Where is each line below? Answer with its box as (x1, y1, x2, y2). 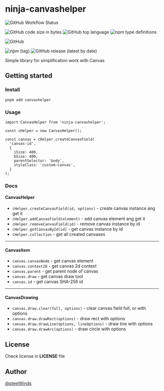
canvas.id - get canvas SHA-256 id (12, 279, 83, 284)
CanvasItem (5, 247, 30, 253)
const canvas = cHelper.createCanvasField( (5, 137, 95, 142)
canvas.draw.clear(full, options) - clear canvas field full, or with (12, 305, 146, 311)
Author (5, 368, 27, 376)
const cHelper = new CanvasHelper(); (5, 128, 82, 133)
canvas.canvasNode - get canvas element (12, 258, 94, 264)
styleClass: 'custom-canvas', (14, 162, 76, 167)
